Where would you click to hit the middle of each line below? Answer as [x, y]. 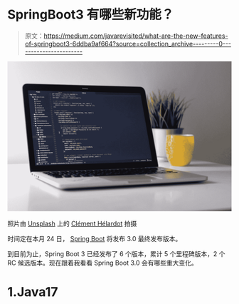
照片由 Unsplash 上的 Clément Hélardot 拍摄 [72, 223]
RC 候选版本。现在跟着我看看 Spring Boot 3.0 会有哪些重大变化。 [102, 263]
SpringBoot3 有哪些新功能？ [91, 15]
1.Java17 [33, 292]
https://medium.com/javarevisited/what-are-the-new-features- [136, 36]
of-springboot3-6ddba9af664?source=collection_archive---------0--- [128, 44]
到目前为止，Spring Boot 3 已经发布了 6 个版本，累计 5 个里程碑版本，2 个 [116, 253]
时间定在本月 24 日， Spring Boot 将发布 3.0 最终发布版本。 [95, 238]
